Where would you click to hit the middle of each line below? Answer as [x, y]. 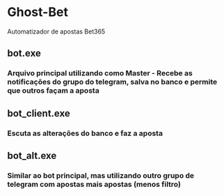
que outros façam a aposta [53, 91]
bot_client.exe [39, 113]
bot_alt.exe [32, 155]
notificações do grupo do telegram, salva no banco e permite [112, 82]
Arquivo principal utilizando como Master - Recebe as [100, 73]
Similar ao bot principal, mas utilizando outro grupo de [101, 175]
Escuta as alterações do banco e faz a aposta [85, 133]
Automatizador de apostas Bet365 [56, 31]
